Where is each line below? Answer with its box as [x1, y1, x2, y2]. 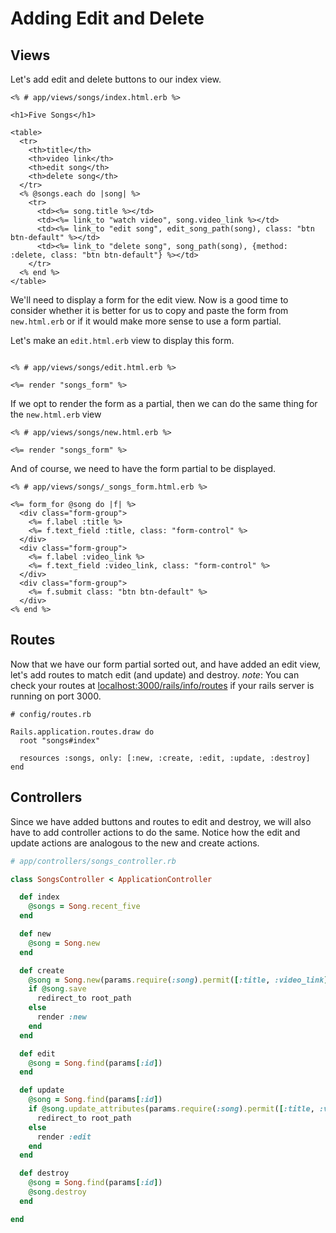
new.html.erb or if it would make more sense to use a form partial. [10, 315, 282, 327]
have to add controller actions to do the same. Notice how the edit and [10, 826, 301, 838]
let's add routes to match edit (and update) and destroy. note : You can [10, 668, 300, 681]
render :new [36, 1012, 87, 1022]
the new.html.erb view [10, 408, 102, 420]
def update [19, 1085, 65, 1096]
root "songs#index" [19, 735, 101, 746]
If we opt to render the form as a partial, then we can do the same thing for [10, 398, 318, 409]
